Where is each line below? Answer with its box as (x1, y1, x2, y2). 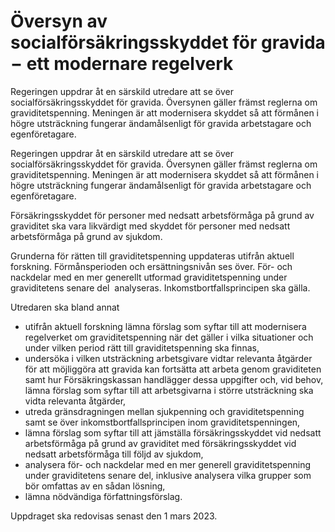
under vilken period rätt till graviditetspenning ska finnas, (24, 341, 260, 354)
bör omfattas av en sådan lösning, (24, 480, 166, 492)
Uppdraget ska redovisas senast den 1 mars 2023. (10, 510, 218, 522)
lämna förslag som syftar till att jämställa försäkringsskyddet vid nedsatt (24, 426, 322, 439)
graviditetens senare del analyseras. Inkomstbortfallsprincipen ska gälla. (10, 281, 311, 294)
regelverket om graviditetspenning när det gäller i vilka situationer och (24, 331, 314, 343)
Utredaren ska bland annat (10, 301, 120, 313)
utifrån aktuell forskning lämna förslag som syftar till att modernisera (24, 320, 307, 332)
